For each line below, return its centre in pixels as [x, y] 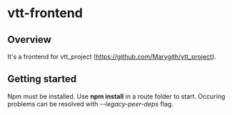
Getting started [42, 79]
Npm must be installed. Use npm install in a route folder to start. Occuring [116, 96]
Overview [30, 40]
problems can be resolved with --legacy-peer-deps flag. [90, 104]
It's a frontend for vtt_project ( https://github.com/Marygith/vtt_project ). [112, 56]
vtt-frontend [45, 13]
